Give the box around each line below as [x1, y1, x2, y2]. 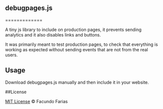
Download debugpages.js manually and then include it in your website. [5, 79, 149, 85]
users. [5, 52, 18, 58]
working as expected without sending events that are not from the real [5, 46, 148, 52]
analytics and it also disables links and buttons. [5, 32, 101, 37]
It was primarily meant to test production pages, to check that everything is [5, 41, 158, 47]
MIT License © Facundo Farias [5, 98, 68, 104]
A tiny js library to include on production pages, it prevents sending [5, 27, 142, 33]
